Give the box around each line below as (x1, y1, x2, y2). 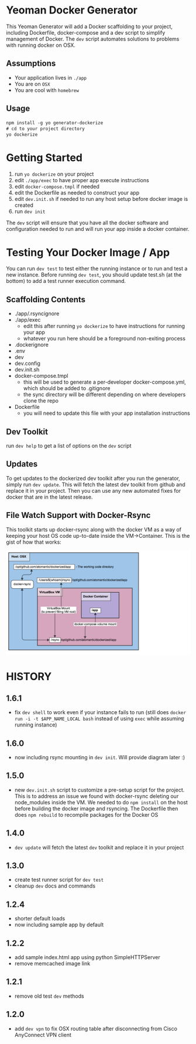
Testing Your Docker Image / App (6, 245, 170, 259)
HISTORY (6, 670, 52, 683)
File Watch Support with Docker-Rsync (6, 510, 151, 520)
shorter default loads (14, 915, 66, 922)
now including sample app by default (14, 921, 104, 929)
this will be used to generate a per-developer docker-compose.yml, (23, 378, 186, 385)
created (14, 202, 34, 209)
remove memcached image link (14, 960, 91, 967)
